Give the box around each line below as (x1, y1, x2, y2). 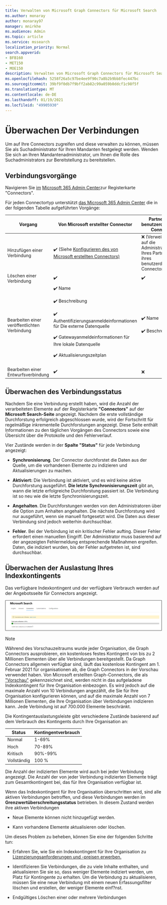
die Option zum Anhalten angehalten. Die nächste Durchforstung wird (12, 508, 155, 514)
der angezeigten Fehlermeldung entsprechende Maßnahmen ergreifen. (12, 538, 158, 545)
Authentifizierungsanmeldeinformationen (53, 318, 138, 324)
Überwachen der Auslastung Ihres (5, 564, 114, 572)
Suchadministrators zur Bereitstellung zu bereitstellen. (5, 157, 116, 163)
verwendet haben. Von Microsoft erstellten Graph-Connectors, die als (5, 671, 148, 677)
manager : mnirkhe (5, 24, 41, 29)
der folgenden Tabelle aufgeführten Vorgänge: (5, 205, 100, 211)
